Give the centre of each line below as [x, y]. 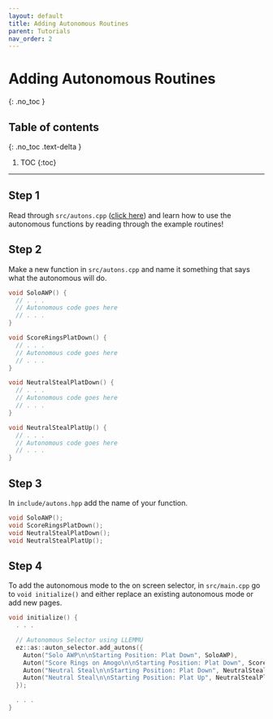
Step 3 [25, 483]
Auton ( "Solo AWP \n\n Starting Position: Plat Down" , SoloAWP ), [130, 655]
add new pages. [35, 603]
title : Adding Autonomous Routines [69, 24]
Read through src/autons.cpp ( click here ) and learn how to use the [120, 215]
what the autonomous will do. [58, 278]
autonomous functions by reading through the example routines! [116, 224]
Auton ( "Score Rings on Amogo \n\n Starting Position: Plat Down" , [134, 663]
